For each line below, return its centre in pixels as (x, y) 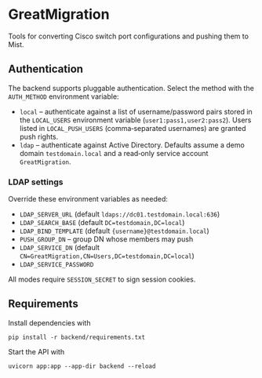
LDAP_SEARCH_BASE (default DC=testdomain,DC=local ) (102, 223)
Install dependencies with (49, 322)
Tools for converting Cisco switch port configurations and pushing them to (129, 36)
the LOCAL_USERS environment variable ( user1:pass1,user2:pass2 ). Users (135, 120)
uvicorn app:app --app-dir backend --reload (82, 366)
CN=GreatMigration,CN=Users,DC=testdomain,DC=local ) (107, 256)
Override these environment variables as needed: (88, 199)
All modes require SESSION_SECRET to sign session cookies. (102, 279)
